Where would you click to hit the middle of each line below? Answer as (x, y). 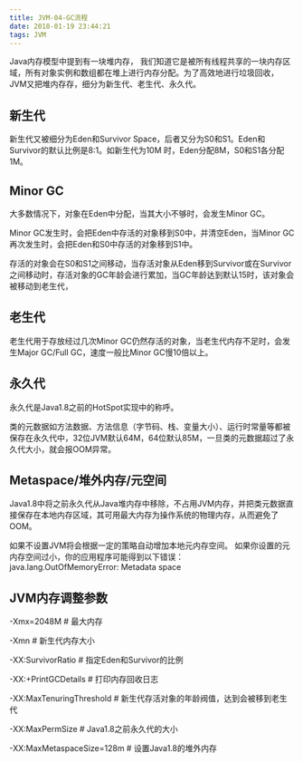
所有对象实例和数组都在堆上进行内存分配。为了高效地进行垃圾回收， (151, 72)
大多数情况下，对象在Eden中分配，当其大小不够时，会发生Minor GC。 (140, 213)
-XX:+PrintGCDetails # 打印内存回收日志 (84, 680)
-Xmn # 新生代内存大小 (52, 641)
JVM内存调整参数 (59, 598)
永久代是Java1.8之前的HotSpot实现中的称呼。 (94, 407)
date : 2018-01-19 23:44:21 (60, 26)
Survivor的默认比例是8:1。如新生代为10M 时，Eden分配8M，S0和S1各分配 (147, 150)
